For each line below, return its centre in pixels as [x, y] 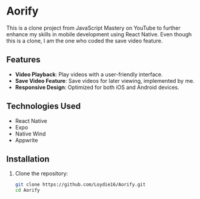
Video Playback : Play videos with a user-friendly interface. [89, 74]
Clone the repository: [42, 174]
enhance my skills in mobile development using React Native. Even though [99, 34]
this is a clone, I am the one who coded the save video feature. [85, 41]
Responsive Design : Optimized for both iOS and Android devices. [97, 87]
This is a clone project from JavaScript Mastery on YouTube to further [93, 28]
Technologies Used [43, 106]
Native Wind [30, 134]
